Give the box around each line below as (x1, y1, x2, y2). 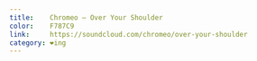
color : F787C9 (9, 22, 75, 30)
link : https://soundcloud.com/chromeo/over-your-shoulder (9, 30, 248, 39)
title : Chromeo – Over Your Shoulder (9, 13, 164, 22)
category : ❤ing (9, 38, 67, 48)
